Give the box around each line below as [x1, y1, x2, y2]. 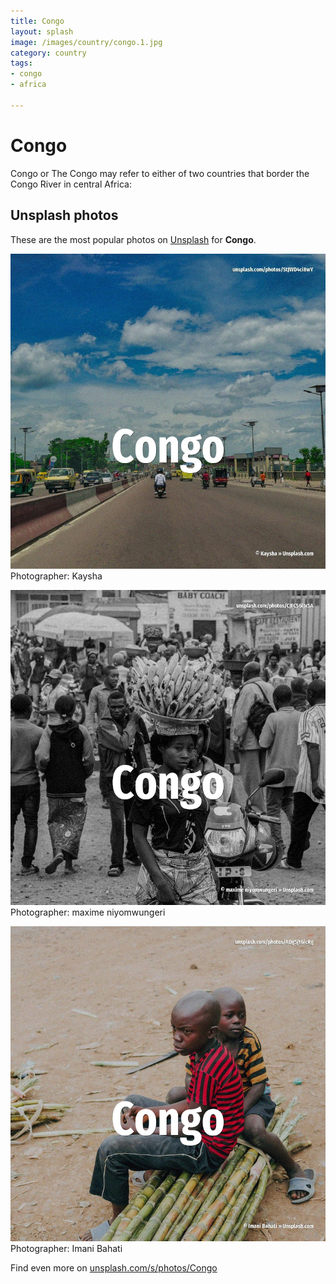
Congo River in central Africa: [10, 178, 132, 190]
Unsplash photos [10, 207, 119, 224]
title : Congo [10, 16, 65, 26]
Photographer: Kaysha [10, 570, 103, 582]
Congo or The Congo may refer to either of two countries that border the [10, 167, 310, 179]
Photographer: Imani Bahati [10, 1242, 123, 1254]
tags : [10, 58, 33, 69]
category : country [10, 48, 87, 58]
